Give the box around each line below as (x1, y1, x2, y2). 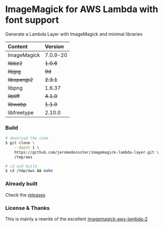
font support (5, 14, 59, 26)
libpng (8, 84, 23, 92)
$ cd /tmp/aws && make (5, 168, 53, 173)
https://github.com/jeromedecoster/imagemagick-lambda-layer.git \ (14, 150, 159, 155)
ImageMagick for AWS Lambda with (5, 4, 158, 15)
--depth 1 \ (14, 145, 39, 150)
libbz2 (8, 60, 23, 67)
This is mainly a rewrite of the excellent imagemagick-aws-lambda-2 (5, 216, 148, 222)
